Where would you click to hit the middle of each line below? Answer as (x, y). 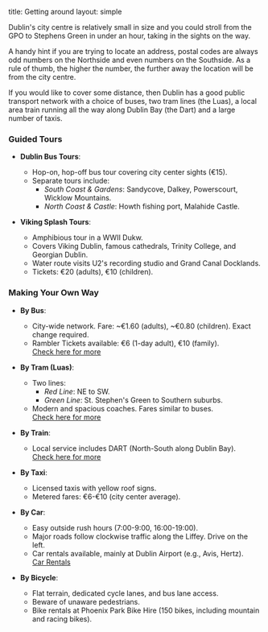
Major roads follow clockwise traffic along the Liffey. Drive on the (140, 536)
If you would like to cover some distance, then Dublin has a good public (127, 93)
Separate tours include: (71, 181)
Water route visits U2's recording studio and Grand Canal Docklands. (146, 263)
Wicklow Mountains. (78, 198)
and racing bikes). (62, 618)
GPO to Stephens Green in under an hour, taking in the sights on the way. (130, 36)
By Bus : (33, 310)
